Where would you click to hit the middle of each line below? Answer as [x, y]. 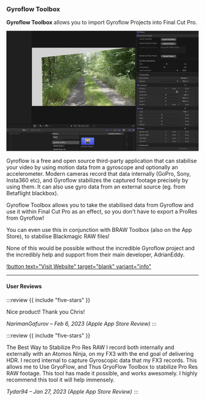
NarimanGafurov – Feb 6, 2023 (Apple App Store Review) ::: [81, 323]
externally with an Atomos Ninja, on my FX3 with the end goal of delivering [100, 353]
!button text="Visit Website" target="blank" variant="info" [79, 267]
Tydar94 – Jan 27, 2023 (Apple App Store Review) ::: [73, 391]
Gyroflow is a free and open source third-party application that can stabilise [102, 161]
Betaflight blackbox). [33, 193]
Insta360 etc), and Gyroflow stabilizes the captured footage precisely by [97, 180]
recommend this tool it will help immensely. [60, 380]
